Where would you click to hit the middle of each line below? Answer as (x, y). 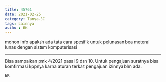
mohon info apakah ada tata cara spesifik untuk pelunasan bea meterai (77, 42)
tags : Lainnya (20, 23)
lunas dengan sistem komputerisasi (41, 47)
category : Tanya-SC (25, 19)
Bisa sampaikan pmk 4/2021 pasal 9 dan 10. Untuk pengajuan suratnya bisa (82, 61)
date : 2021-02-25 (23, 14)
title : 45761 (19, 10)
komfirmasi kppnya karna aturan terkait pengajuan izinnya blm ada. (74, 66)
